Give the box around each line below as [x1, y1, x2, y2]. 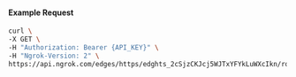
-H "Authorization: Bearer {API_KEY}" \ [8, 42, 160, 52]
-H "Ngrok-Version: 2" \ [8, 51, 100, 60]
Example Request [8, 7, 74, 18]
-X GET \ [8, 35, 41, 44]
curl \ [8, 27, 33, 35]
